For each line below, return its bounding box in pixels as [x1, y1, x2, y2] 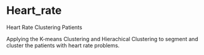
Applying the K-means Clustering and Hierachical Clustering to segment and [6, 35, 199, 42]
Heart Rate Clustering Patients [6, 24, 82, 31]
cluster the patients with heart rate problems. [6, 42, 120, 49]
